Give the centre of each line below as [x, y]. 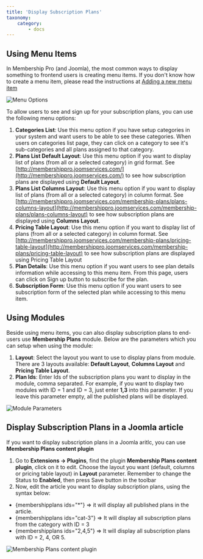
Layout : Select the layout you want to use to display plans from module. [105, 357]
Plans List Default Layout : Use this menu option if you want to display [103, 156]
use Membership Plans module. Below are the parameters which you [109, 339]
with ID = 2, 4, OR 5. [40, 537]
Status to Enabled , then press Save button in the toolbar [86, 480]
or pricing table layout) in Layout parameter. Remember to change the [103, 473]
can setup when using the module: [50, 345]
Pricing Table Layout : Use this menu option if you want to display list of [105, 227]
